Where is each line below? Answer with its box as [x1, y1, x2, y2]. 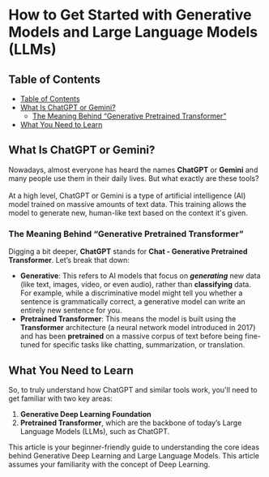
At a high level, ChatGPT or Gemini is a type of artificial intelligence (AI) [8, 191, 246, 200]
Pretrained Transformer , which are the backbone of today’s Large [19, 418, 242, 428]
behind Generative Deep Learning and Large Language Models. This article [8, 450, 260, 460]
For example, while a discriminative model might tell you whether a [19, 288, 243, 298]
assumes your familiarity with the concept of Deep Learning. [8, 459, 211, 469]
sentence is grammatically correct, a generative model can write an [19, 297, 246, 307]
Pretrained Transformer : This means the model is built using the [19, 314, 237, 324]
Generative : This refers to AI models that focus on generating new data [19, 271, 261, 281]
